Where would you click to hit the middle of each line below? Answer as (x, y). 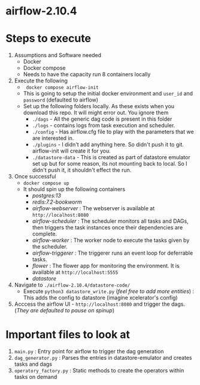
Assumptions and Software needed (58, 55)
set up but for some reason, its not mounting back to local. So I (110, 164)
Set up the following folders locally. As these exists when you (99, 106)
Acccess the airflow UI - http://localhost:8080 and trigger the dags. (99, 304)
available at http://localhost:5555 (75, 272)
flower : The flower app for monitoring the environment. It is (106, 266)
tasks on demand (36, 377)
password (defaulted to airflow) (61, 100)
